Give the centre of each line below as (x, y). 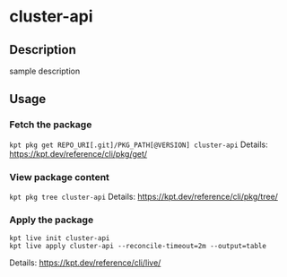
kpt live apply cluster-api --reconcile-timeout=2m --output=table (138, 247)
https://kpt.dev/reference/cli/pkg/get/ (78, 153)
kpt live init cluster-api (60, 238)
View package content (60, 177)
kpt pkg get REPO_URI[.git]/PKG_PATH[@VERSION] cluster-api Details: (139, 144)
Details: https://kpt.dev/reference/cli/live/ (85, 263)
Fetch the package (51, 125)
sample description (45, 71)
